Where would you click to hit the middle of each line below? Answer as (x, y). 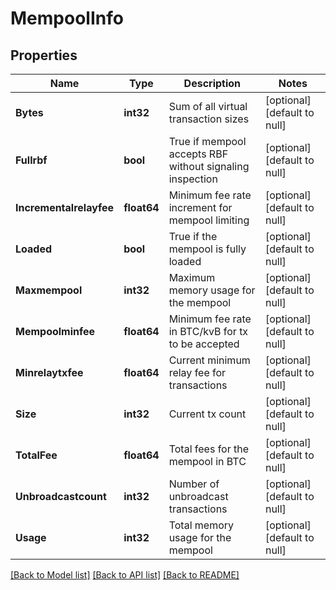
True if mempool (207, 141)
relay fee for (197, 372)
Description (212, 83)
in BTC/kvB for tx (208, 331)
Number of (194, 484)
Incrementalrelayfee (65, 207)
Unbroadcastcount (61, 496)
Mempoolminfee (55, 331)
